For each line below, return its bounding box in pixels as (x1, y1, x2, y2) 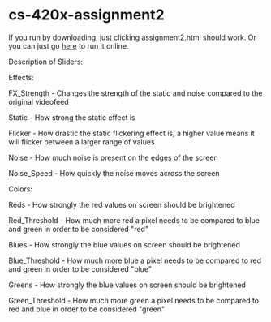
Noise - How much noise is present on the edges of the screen (8, 152, 219, 162)
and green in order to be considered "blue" (8, 264, 153, 273)
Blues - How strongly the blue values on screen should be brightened (8, 239, 241, 249)
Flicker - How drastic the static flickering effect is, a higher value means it (8, 128, 256, 138)
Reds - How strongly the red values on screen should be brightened (8, 200, 235, 209)
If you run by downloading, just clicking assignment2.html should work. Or (8, 32, 257, 42)
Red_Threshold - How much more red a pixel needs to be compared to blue (8, 215, 260, 225)
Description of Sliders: (8, 57, 84, 67)
